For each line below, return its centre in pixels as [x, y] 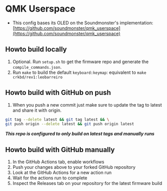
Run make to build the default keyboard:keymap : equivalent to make [79, 72]
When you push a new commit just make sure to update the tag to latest [87, 105]
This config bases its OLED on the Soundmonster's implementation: [83, 23]
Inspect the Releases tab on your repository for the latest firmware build [87, 183]
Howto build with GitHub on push [58, 93]
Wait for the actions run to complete [50, 178]
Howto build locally [36, 49]
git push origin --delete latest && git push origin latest [70, 124]
